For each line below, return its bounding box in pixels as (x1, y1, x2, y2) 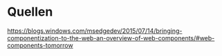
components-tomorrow (7, 41, 74, 49)
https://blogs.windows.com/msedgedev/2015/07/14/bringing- (7, 27, 183, 35)
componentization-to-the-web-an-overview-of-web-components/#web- (7, 33, 215, 42)
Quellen (7, 4, 53, 20)
